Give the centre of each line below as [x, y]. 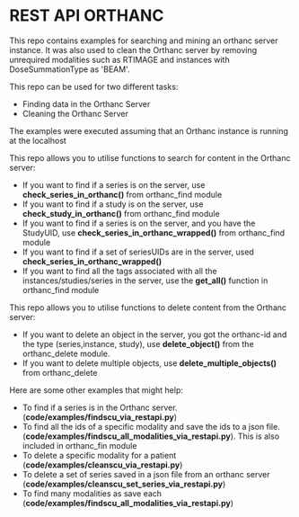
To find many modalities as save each [92, 493]
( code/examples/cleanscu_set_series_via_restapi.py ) [124, 484]
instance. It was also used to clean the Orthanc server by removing [133, 49]
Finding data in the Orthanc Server [86, 103]
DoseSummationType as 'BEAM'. [70, 69]
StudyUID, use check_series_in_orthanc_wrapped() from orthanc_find [154, 232]
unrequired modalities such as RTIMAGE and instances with [120, 59]
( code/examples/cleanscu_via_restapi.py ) [102, 465]
